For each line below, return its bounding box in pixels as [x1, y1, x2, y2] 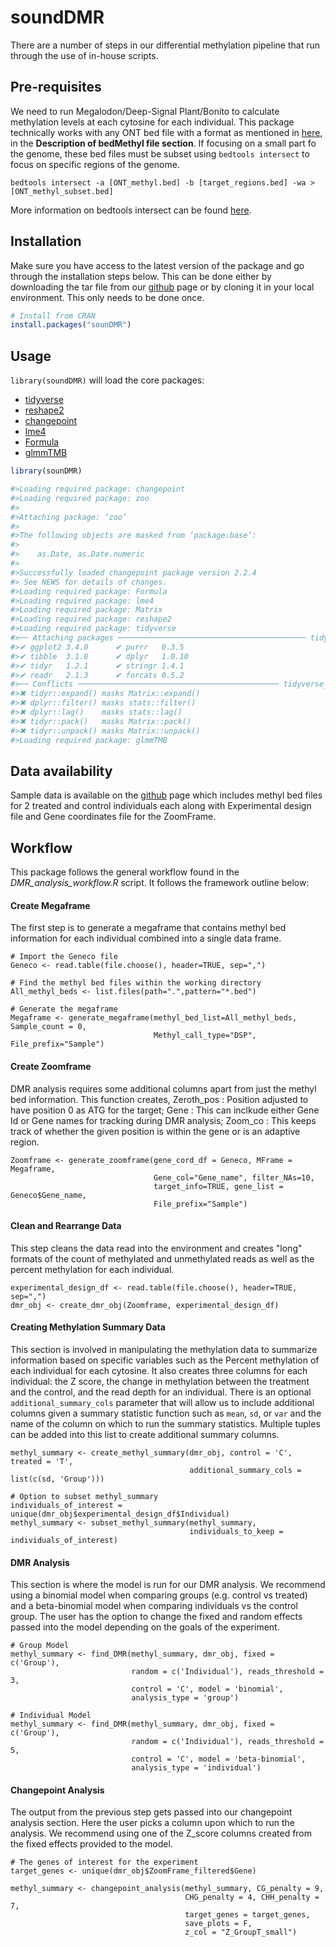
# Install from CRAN [10, 311, 97, 321]
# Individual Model [10, 1711, 92, 1721]
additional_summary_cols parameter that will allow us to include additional [10, 1396, 315, 1408]
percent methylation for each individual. [10, 1263, 175, 1275]
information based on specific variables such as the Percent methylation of [10, 1354, 320, 1366]
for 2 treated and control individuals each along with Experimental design [10, 800, 312, 812]
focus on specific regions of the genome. [10, 158, 180, 170]
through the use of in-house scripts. [10, 49, 159, 61]
